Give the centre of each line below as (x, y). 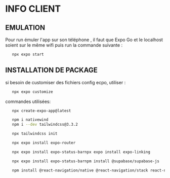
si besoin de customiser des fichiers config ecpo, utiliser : (66, 82)
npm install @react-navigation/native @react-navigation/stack (80, 170)
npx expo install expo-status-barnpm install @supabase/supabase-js (86, 161)
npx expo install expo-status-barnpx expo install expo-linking (81, 152)
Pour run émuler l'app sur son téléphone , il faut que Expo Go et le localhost (84, 40)
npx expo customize (32, 92)
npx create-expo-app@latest (41, 111)
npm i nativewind (30, 120)
